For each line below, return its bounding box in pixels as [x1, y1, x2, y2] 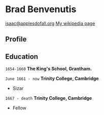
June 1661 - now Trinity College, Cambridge [5, 75, 99, 82]
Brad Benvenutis [5, 4, 77, 15]
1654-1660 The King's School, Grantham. [5, 66, 92, 72]
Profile [5, 35, 27, 44]
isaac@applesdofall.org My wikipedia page [5, 20, 95, 26]
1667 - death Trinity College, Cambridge [5, 95, 92, 101]
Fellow [12, 105, 27, 111]
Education [5, 52, 39, 61]
